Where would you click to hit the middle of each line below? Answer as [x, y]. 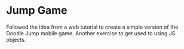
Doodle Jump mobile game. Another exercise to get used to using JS [91, 33]
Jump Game [37, 10]
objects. [16, 39]
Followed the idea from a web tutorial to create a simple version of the [92, 27]
